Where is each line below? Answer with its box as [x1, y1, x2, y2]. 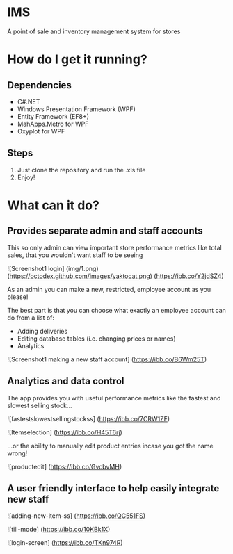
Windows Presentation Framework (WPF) [17, 105, 136, 113]
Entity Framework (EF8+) [17, 112, 89, 120]
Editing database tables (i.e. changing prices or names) [17, 334, 176, 343]
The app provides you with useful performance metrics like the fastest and [7, 393, 221, 402]
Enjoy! [17, 173, 35, 181]
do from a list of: [7, 313, 54, 322]
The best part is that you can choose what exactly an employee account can [7, 306, 226, 314]
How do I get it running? [7, 51, 147, 67]
